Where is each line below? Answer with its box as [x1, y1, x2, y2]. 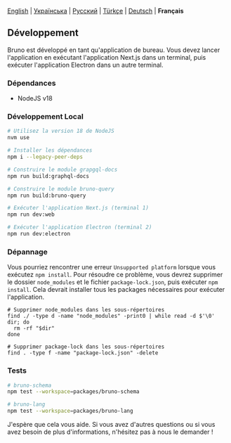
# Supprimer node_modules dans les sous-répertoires [7, 307, 165, 314]
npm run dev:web [7, 211, 55, 218]
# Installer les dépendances [7, 147, 93, 154]
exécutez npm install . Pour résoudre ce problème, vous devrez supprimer [7, 271, 223, 279]
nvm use [7, 134, 30, 141]
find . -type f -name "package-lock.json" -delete [7, 349, 159, 357]
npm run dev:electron [7, 231, 71, 238]
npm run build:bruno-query [7, 192, 86, 199]
